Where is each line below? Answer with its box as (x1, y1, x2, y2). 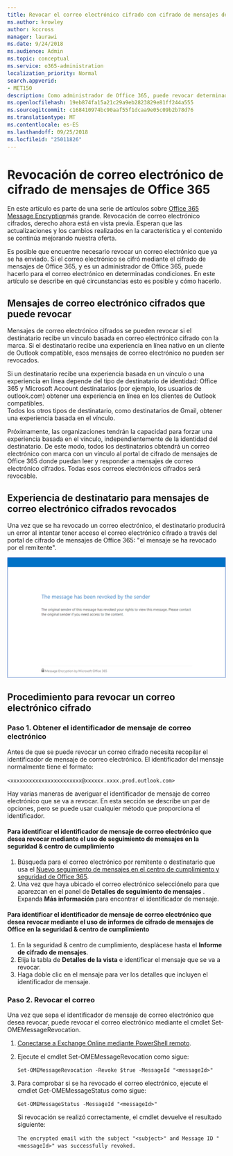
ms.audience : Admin (7, 48, 64, 55)
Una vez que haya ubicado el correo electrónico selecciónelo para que (17, 880, 220, 888)
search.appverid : (7, 77, 58, 84)
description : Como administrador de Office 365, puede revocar (7, 92, 194, 99)
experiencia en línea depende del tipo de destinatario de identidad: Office (7, 377, 218, 385)
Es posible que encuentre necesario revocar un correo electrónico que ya (7, 248, 218, 256)
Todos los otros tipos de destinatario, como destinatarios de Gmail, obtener (7, 407, 223, 415)
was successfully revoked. (58, 1143, 136, 1150)
